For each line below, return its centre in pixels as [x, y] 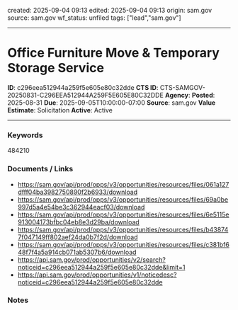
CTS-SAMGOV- [182, 87]
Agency [177, 95]
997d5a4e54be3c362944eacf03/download [81, 207]
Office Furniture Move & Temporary [113, 53]
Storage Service [56, 68]
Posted [203, 95]
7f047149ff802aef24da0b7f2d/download [78, 237]
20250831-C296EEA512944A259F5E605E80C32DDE [86, 95]
